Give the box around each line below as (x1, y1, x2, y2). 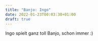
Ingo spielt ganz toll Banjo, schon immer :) (5, 30, 93, 36)
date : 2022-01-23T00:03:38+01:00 (5, 12, 76, 17)
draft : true (5, 16, 30, 21)
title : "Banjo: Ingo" (5, 7, 51, 12)
